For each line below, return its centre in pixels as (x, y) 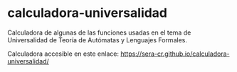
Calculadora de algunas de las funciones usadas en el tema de (99, 32)
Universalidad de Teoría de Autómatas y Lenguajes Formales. (97, 40)
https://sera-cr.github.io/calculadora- (175, 54)
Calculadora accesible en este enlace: (63, 54)
